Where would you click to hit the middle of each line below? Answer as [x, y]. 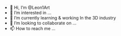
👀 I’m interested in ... [30, 13]
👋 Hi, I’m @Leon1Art [30, 8]
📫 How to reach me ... [32, 28]
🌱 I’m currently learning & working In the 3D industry [63, 18]
